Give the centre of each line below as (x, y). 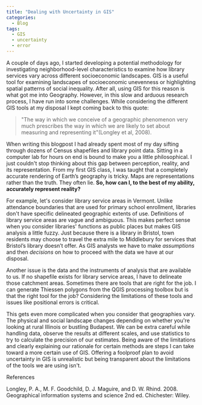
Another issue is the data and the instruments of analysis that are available (99, 270)
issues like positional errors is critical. (53, 302)
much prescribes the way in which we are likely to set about (95, 126)
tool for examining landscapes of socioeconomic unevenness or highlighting (101, 82)
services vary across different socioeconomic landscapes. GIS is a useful (97, 76)
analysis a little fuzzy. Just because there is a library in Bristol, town (90, 233)
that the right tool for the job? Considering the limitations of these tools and (99, 296)
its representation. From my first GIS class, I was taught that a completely (97, 169)
